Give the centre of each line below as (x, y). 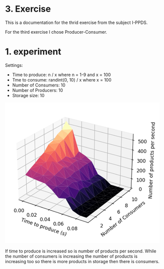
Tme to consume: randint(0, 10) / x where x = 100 (62, 80)
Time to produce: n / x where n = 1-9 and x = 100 (61, 75)
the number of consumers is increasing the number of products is (71, 256)
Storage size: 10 (28, 95)
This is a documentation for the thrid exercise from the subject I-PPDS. (76, 22)
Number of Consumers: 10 (39, 85)
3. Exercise (28, 9)
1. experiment (33, 52)
